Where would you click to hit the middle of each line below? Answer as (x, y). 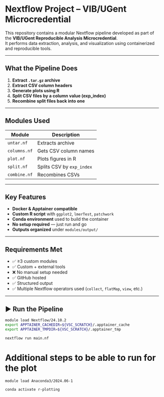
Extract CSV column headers (42, 85)
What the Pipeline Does (41, 69)
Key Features (26, 197)
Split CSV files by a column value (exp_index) (59, 96)
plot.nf (16, 159)
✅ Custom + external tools (39, 267)
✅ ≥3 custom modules (35, 261)
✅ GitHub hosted (29, 278)
